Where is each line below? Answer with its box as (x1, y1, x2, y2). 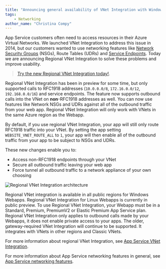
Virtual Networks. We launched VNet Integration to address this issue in (5, 40, 151, 46)
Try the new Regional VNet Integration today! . (17, 70, 110, 77)
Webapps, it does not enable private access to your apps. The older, (5, 218, 144, 224)
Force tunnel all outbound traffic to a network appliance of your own (12, 167, 152, 173)
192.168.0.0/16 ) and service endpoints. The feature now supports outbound (5, 91, 161, 97)
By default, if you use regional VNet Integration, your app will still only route (5, 122, 159, 128)
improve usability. (5, 61, 41, 67)
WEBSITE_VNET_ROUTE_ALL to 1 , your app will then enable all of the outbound (5, 132, 156, 138)
